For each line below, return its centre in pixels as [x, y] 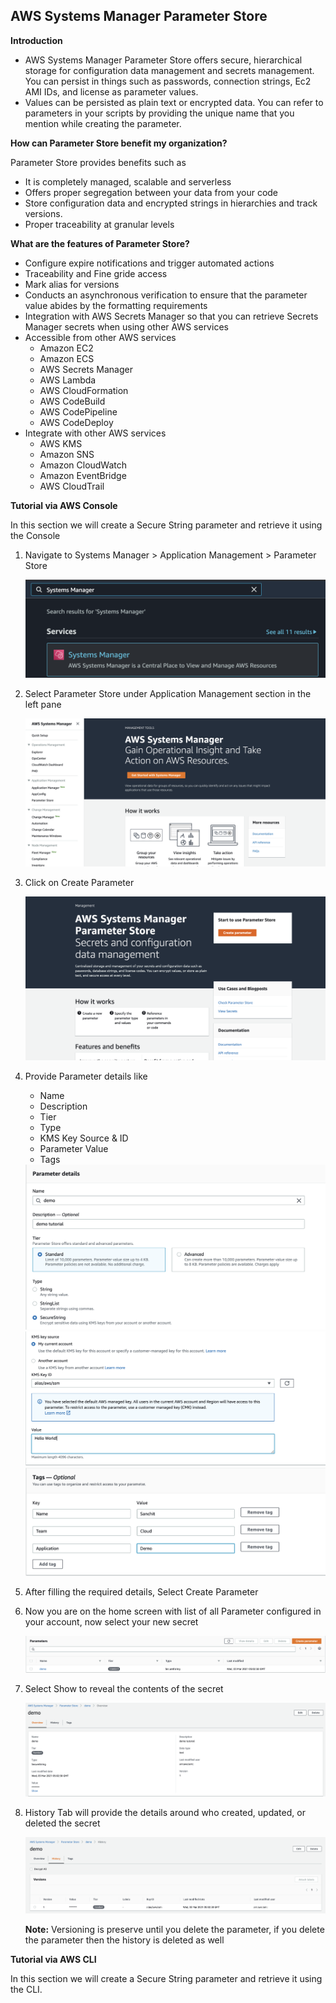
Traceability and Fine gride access [96, 273]
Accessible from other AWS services [100, 337]
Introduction [36, 40]
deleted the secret [62, 1823]
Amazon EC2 [66, 348]
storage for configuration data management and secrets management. [169, 70]
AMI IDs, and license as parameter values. [111, 91]
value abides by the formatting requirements [116, 305]
